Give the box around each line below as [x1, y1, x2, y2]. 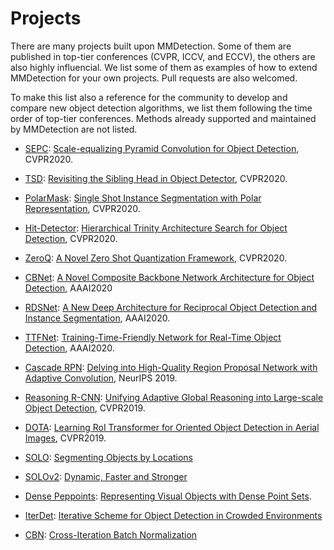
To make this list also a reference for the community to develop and [10, 91, 288, 103]
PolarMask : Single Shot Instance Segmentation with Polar [24, 192, 262, 204]
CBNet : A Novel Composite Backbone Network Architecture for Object [24, 271, 315, 283]
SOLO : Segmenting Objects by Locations [24, 451, 193, 463]
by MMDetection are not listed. [10, 123, 138, 135]
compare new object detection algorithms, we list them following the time [10, 102, 313, 114]
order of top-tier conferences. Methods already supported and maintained [10, 112, 317, 124]
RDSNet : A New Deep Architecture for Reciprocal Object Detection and [24, 301, 318, 313]
